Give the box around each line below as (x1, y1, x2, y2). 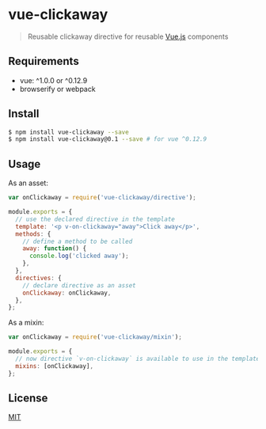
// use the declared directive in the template (15, 215, 176, 223)
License (8, 392, 48, 405)
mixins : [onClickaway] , (15, 362, 93, 370)
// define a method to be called (22, 237, 133, 245)
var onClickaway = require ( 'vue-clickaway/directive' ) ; (8, 194, 196, 202)
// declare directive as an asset (22, 281, 136, 290)
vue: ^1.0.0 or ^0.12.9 (19, 75, 88, 85)
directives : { (15, 274, 62, 282)
